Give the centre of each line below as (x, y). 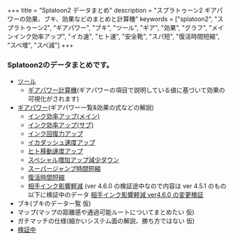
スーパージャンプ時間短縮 (64, 169)
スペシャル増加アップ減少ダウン (74, 160)
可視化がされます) (53, 99)
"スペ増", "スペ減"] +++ (40, 45)
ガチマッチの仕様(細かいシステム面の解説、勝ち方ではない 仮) (106, 221)
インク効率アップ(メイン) (63, 117)
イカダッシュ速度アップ (61, 142)
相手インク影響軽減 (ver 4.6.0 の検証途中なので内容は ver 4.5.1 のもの (127, 186)
